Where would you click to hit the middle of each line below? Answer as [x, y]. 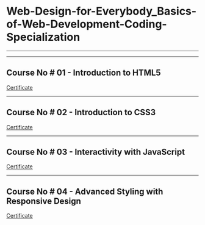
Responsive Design [44, 201]
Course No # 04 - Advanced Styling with [85, 191]
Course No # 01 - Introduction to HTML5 [84, 73]
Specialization [43, 37]
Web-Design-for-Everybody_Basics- [102, 11]
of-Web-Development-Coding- [87, 24]
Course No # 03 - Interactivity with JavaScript [95, 152]
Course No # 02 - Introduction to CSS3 [81, 112]
